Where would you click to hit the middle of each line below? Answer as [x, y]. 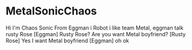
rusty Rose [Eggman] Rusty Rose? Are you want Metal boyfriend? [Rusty [96, 34]
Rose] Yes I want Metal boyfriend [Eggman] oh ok [67, 40]
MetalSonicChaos [51, 11]
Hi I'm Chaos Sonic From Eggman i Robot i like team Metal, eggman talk [94, 28]
